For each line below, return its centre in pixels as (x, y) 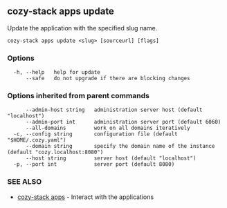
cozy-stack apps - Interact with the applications (85, 197)
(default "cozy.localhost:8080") (55, 152)
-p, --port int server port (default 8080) (94, 164)
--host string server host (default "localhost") (111, 158)
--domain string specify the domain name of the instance (120, 146)
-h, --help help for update (57, 73)
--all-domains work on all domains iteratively (108, 128)
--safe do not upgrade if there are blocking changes (108, 79)
